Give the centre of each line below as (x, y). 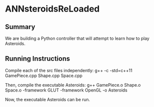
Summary (20, 27)
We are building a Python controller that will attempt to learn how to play (77, 38)
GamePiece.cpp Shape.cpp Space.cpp (44, 76)
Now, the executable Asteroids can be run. (48, 99)
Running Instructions (38, 59)
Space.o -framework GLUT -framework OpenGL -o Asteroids (66, 90)
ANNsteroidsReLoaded (52, 9)
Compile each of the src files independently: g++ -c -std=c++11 (69, 70)
